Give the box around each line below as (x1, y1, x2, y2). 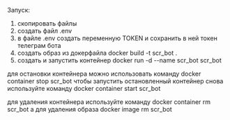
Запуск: (7, 6, 30, 14)
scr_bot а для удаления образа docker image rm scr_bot (7, 105, 172, 113)
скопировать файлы (17, 19, 77, 27)
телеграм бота (17, 42, 61, 49)
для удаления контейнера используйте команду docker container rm (7, 98, 211, 106)
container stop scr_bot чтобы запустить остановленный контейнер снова (7, 77, 224, 85)
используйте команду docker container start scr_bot (7, 85, 161, 92)
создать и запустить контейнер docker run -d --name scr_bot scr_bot (17, 56, 222, 65)
